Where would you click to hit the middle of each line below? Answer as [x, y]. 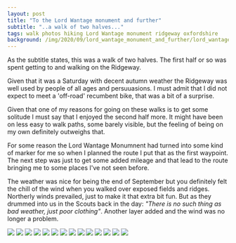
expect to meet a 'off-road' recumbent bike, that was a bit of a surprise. [111, 96]
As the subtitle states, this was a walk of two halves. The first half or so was [117, 60]
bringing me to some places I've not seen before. [78, 168]
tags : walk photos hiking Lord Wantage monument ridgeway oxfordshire [113, 33]
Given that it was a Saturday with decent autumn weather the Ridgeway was [117, 81]
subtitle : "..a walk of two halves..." [66, 27]
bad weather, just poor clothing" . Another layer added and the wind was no [116, 211]
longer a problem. [33, 219]
